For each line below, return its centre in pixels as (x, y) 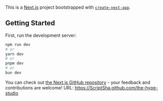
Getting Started (30, 23)
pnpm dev (14, 63)
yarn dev (14, 54)
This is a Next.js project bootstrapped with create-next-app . (68, 7)
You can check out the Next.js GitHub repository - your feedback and (78, 82)
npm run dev (18, 44)
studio (12, 93)
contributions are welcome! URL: (39, 87)
